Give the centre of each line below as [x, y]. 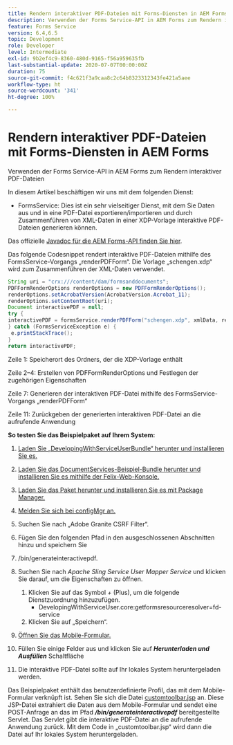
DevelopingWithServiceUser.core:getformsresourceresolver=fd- [130, 607]
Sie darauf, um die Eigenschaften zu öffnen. [80, 579]
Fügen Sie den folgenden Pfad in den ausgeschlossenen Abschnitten [116, 537]
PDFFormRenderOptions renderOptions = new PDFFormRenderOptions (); [107, 288]
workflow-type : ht [34, 84]
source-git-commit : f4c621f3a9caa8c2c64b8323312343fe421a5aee [99, 78]
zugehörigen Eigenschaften [47, 380]
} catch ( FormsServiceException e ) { [62, 327]
